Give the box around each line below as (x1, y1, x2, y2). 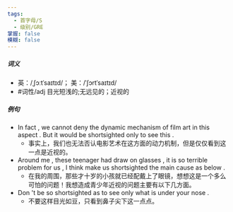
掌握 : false (7, 30, 40, 37)
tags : (7, 10, 23, 18)
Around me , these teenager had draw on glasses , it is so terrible (17, 156, 208, 165)
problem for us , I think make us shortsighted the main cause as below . (17, 163, 226, 172)
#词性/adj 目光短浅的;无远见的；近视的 (17, 88, 129, 96)
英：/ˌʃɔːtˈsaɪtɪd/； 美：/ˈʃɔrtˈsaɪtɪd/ (17, 78, 117, 87)
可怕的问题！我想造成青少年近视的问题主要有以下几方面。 (28, 181, 196, 189)
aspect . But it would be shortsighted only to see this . (17, 131, 174, 139)
